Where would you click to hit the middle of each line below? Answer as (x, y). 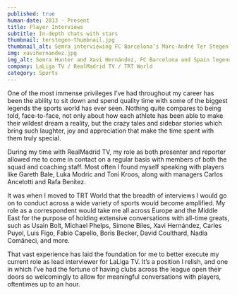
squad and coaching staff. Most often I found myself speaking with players (116, 167)
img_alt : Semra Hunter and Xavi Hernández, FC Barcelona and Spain (109, 60)
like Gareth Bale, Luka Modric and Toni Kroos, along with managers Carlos (115, 174)
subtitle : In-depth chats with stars (63, 34)
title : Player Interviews (45, 27)
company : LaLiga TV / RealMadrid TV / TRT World (80, 66)
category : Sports (33, 73)
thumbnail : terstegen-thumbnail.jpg (61, 40)
